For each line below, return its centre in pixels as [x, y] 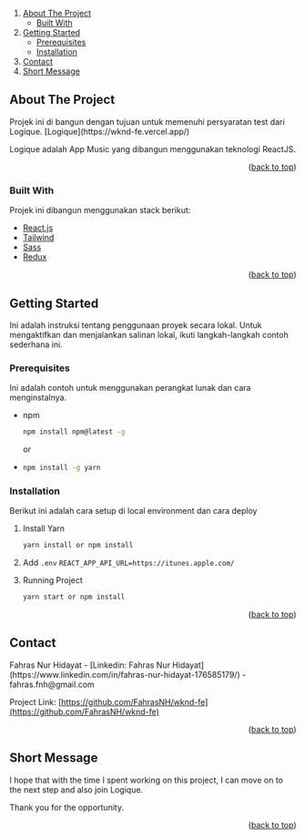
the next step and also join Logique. [76, 789]
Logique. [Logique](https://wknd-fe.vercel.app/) [100, 131]
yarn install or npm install [78, 546]
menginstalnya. [38, 398]
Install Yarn [44, 528]
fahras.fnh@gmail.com [52, 684]
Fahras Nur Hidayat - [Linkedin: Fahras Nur [90, 665]
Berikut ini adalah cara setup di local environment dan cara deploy [133, 511]
